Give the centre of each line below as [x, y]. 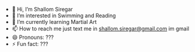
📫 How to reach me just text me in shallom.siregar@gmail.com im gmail [100, 29]
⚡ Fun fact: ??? [30, 44]
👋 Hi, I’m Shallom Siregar [42, 9]
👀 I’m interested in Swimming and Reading [64, 16]
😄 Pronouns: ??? [33, 37]
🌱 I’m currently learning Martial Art [54, 22]
